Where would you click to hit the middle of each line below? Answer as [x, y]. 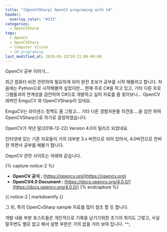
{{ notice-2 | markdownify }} [34, 197]
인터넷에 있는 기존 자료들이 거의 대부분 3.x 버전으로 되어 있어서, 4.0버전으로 [79, 139]
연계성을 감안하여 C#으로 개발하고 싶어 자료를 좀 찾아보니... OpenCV [93, 94]
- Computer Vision [29, 47]
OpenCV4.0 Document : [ [39, 182]
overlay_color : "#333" [33, 19]
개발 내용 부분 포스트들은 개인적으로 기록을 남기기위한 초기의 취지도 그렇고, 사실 [82, 218]
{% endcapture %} [99, 187]
